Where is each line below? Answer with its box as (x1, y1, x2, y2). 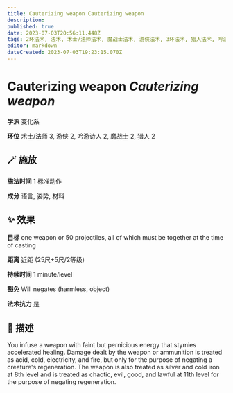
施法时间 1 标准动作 (7, 177, 62, 185)
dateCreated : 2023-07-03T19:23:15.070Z (7, 49, 123, 56)
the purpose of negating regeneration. (7, 378, 116, 386)
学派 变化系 (7, 117, 40, 125)
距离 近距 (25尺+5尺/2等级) (7, 256, 85, 264)
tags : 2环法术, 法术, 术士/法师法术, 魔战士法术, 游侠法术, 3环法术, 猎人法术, (7, 36, 215, 43)
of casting (7, 241, 36, 250)
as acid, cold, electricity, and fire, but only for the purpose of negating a (7, 356, 213, 364)
